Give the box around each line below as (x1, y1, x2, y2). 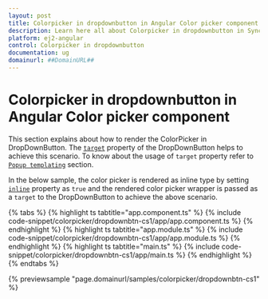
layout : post (8, 11, 52, 20)
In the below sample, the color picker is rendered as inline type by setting (8, 175, 250, 185)
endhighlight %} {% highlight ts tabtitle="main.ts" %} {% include (8, 241, 220, 251)
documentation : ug (8, 49, 69, 57)
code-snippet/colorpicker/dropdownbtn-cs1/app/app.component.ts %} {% (8, 216, 254, 225)
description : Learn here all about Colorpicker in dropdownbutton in (8, 26, 245, 34)
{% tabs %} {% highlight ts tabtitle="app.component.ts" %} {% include (8, 207, 242, 217)
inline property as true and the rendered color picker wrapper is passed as (8, 183, 258, 193)
